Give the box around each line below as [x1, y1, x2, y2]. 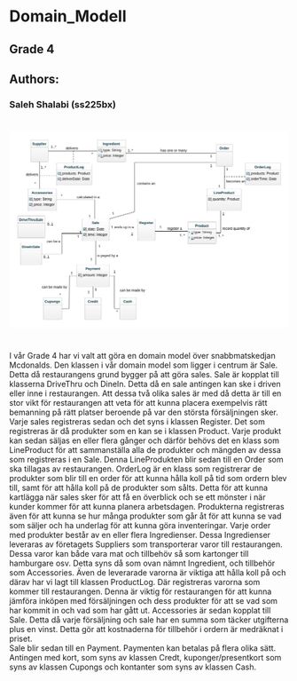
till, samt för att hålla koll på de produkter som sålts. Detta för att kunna [9, 482, 269, 494]
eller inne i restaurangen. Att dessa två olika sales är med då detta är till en [9, 388, 282, 399]
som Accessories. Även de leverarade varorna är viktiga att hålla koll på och [9, 567, 286, 578]
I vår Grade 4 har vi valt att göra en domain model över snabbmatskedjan [9, 351, 277, 361]
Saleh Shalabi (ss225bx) [9, 98, 117, 110]
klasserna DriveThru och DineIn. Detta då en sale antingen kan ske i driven [9, 379, 281, 390]
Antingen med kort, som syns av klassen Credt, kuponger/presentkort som [9, 653, 282, 663]
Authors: [9, 71, 59, 86]
